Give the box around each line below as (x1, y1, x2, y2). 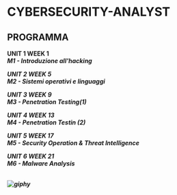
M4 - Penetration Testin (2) (7, 118, 86, 127)
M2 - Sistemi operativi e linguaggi (7, 77, 106, 86)
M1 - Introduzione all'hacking (7, 57, 92, 65)
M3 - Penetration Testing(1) (7, 98, 87, 106)
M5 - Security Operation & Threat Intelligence (7, 139, 140, 147)
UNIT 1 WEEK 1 (7, 49, 49, 57)
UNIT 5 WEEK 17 (7, 131, 54, 140)
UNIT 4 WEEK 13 (7, 111, 55, 119)
